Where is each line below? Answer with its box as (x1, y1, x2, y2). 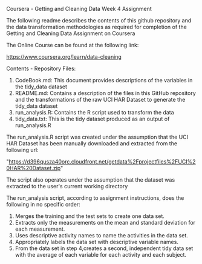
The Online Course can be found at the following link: (6, 42, 139, 48)
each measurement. (15, 225, 65, 233)
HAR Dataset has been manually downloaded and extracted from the (6, 140, 177, 147)
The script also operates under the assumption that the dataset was (6, 176, 175, 183)
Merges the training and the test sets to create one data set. (15, 213, 165, 220)
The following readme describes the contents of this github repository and (6, 17, 192, 24)
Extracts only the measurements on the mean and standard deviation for (15, 219, 195, 226)
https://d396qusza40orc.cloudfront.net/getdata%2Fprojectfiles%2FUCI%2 (8, 158, 196, 165)
